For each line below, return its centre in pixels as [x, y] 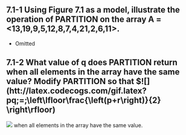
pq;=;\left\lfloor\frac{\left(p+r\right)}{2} [84, 100]
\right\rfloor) [31, 110]
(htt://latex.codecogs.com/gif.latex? [76, 91]
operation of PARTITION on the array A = [84, 20]
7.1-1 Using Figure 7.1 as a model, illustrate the [93, 10]
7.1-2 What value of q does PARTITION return [92, 63]
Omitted [25, 43]
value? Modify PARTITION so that [70, 81]
